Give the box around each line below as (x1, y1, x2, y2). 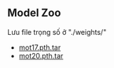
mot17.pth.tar (18, 43, 61, 52)
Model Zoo (7, 6, 61, 20)
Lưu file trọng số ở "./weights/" (7, 27, 107, 36)
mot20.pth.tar (18, 51, 64, 60)
